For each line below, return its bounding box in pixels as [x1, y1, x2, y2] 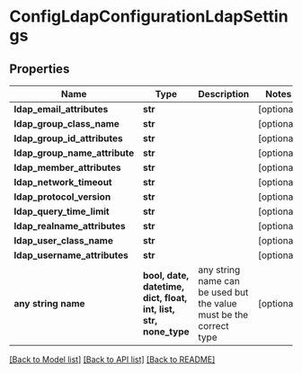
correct [198, 320, 229, 332]
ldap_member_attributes [13, 162, 121, 173]
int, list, [142, 303, 175, 315]
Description [198, 88, 250, 100]
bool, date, [142, 270, 190, 281]
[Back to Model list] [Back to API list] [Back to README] [9, 354, 216, 365]
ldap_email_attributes [13, 103, 109, 115]
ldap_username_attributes [13, 249, 129, 262]
